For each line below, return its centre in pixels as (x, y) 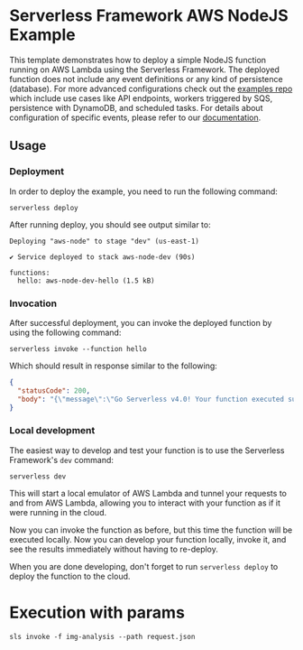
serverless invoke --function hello (78, 348)
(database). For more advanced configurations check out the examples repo (151, 88)
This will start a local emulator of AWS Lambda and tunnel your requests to (148, 493)
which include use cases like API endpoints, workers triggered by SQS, (141, 98)
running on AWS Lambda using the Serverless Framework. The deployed (144, 70)
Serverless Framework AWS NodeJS (149, 16)
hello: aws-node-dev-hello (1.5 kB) (86, 281)
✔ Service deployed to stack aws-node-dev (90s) (102, 257)
